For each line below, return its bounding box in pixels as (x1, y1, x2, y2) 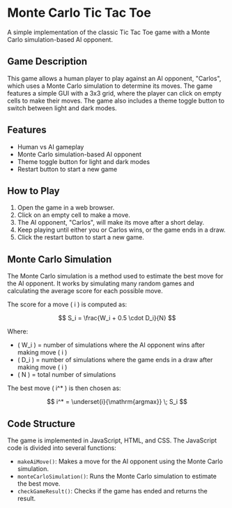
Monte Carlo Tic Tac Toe (7, 5, 151, 21)
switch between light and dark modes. (7, 103, 117, 112)
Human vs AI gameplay (17, 142, 84, 151)
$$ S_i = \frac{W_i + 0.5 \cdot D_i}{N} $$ (58, 314, 176, 322)
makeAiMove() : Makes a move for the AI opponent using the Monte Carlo (17, 457, 223, 465)
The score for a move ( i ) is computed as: (7, 300, 127, 308)
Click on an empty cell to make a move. (17, 211, 130, 219)
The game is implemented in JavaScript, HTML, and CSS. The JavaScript (7, 436, 217, 444)
